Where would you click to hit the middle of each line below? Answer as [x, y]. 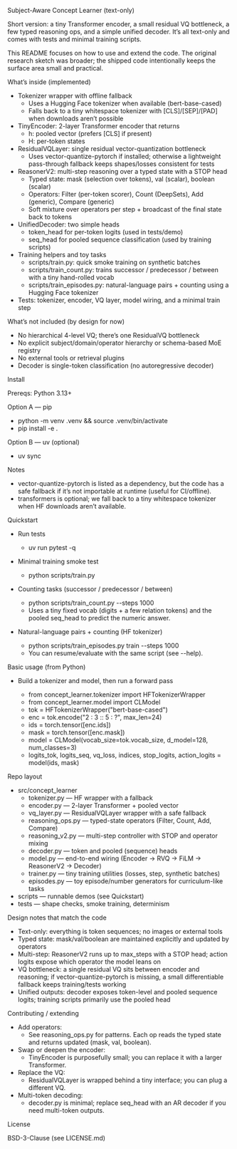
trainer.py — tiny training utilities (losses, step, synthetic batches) [124, 873]
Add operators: [40, 1027]
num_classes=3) [52, 748]
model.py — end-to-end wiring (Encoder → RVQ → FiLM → [115, 858]
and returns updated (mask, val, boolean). [90, 1042]
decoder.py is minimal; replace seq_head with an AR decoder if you [127, 1103]
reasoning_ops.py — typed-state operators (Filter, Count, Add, [120, 821]
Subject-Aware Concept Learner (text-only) [71, 10]
